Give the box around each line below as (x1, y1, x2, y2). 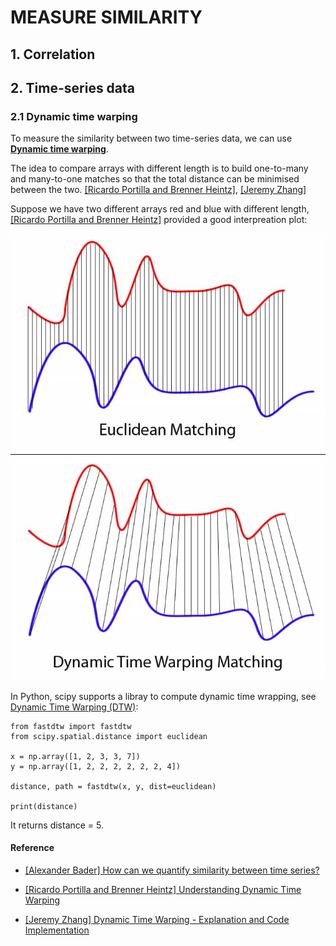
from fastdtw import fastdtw (10, 721, 132, 731)
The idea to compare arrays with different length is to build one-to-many (10, 162, 309, 175)
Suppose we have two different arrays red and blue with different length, (10, 203, 310, 215)
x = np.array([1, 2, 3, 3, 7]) (10, 751, 141, 761)
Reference (10, 842, 55, 854)
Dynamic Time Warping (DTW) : (10, 701, 139, 713)
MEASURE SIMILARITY (10, 6, 203, 29)
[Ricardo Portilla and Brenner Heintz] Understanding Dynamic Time (24, 883, 302, 895)
